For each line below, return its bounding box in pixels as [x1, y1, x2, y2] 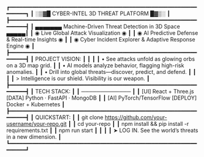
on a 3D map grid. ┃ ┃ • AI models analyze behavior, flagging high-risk [6, 62, 184, 69]
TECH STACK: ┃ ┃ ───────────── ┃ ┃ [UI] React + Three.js [35, 88, 194, 95]
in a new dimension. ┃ [6, 133, 62, 141]
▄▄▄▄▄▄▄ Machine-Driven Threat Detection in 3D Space [35, 23, 181, 30]
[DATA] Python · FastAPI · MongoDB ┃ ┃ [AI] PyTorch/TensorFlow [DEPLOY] [6, 94, 197, 101]
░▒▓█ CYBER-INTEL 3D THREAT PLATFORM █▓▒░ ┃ [35, 10, 170, 17]
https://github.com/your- [104, 114, 167, 121]
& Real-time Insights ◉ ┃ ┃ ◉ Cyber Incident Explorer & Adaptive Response [6, 36, 195, 43]
